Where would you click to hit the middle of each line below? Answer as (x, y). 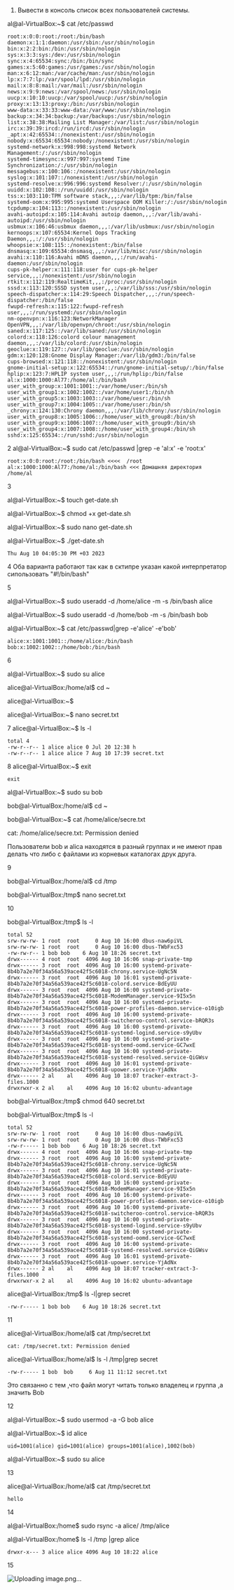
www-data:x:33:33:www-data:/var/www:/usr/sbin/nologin (89, 110)
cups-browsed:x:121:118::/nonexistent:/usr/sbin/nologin (92, 362)
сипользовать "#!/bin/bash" (48, 574)
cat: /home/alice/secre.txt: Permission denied (73, 833)
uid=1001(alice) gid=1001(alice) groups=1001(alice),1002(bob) (102, 1446)
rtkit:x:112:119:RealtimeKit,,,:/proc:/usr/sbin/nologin (92, 282)
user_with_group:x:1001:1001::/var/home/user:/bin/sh (88, 386)
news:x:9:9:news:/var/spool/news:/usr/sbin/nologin (84, 92)
